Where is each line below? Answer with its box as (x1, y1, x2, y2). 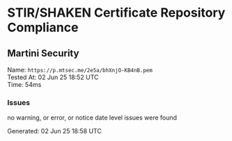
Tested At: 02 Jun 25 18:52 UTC (7, 73, 99, 81)
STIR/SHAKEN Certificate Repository (7, 5, 226, 21)
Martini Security (7, 47, 79, 59)
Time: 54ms (7, 81, 42, 88)
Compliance (7, 19, 79, 35)
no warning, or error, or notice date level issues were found (7, 113, 178, 122)
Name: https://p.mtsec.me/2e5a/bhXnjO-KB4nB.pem (7, 66, 153, 74)
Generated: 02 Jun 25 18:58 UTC (7, 127, 102, 135)
